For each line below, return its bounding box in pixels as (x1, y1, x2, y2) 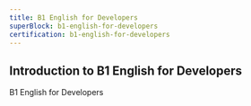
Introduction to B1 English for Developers (9, 63, 243, 78)
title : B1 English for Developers (9, 13, 139, 22)
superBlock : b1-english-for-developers (9, 22, 159, 31)
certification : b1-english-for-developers (9, 30, 170, 39)
